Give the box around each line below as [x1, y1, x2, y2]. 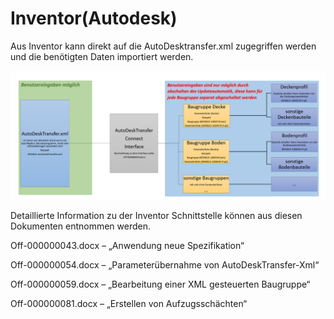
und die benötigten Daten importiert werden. [10, 50, 194, 62]
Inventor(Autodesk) [10, 7, 178, 30]
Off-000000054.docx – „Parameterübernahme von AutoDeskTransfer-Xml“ [10, 258, 320, 271]
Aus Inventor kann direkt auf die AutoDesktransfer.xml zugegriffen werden [10, 40, 317, 52]
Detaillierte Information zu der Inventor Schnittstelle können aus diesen [10, 209, 303, 221]
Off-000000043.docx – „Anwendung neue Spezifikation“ [10, 239, 245, 251]
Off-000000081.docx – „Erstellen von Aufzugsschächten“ [10, 297, 248, 309]
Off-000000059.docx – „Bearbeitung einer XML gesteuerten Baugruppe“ [10, 278, 311, 290]
